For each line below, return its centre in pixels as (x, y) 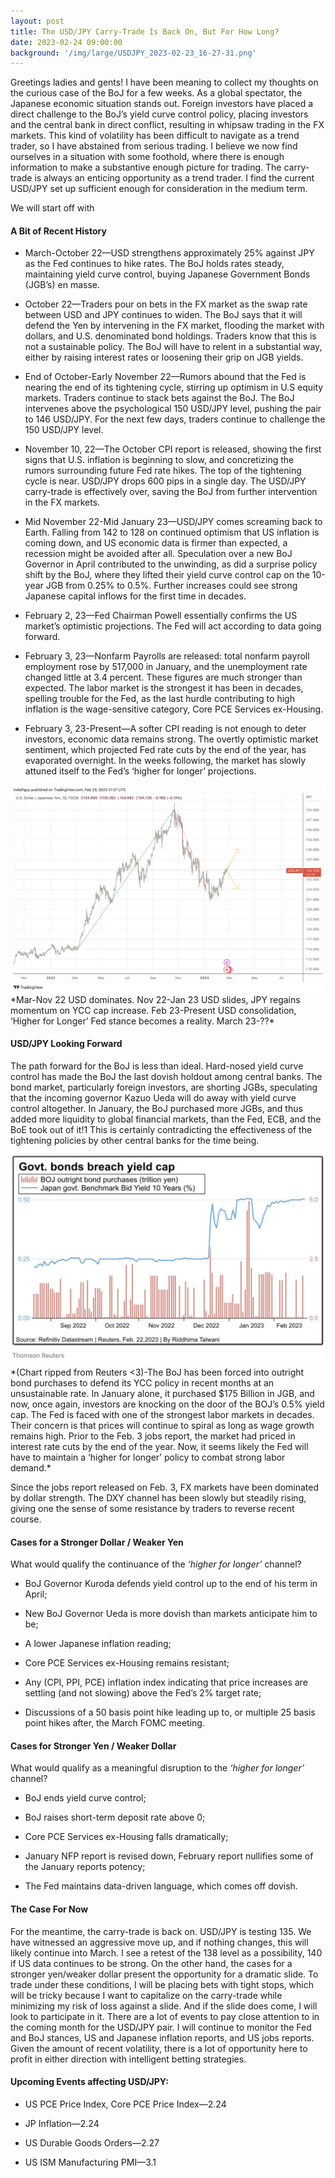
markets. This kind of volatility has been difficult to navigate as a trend (155, 136)
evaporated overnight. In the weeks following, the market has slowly (165, 761)
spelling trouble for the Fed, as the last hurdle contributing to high (159, 699)
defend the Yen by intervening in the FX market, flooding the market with (174, 326)
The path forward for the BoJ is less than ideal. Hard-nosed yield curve (157, 1066)
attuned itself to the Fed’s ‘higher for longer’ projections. (140, 771)
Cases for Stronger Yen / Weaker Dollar (93, 1746)
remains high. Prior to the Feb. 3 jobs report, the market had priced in (153, 1436)
